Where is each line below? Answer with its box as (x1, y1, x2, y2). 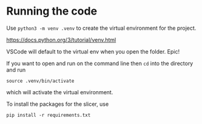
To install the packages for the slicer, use (6, 100, 109, 108)
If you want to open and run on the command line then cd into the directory (6, 60, 194, 67)
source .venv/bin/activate (6, 78, 75, 84)
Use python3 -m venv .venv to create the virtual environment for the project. (6, 24, 197, 32)
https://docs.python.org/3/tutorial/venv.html (6, 36, 116, 43)
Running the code (6, 4, 98, 18)
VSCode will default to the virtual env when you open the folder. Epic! (6, 47, 180, 55)
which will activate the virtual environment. (6, 88, 113, 95)
